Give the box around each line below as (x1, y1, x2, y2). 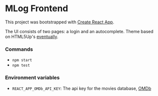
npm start (12, 58, 33, 63)
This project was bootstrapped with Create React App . (5, 19, 115, 25)
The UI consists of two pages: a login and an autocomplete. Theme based (5, 28, 154, 34)
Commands (5, 46, 33, 53)
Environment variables (5, 74, 60, 81)
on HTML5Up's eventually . (5, 34, 59, 39)
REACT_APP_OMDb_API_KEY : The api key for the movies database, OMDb (12, 85, 152, 91)
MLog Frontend (5, 3, 68, 14)
